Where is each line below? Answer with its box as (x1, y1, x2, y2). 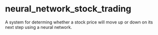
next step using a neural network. (5, 24, 72, 30)
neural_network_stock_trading (5, 3, 131, 14)
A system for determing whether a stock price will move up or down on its (5, 19, 153, 25)
